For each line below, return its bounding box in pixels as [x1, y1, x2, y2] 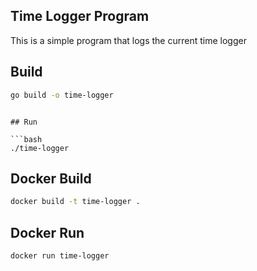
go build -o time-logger [10, 90, 114, 100]
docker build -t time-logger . [10, 197, 141, 207]
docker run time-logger [10, 251, 110, 261]
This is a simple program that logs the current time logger [10, 34, 247, 46]
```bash [10, 134, 43, 144]
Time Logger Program [10, 8, 150, 25]
